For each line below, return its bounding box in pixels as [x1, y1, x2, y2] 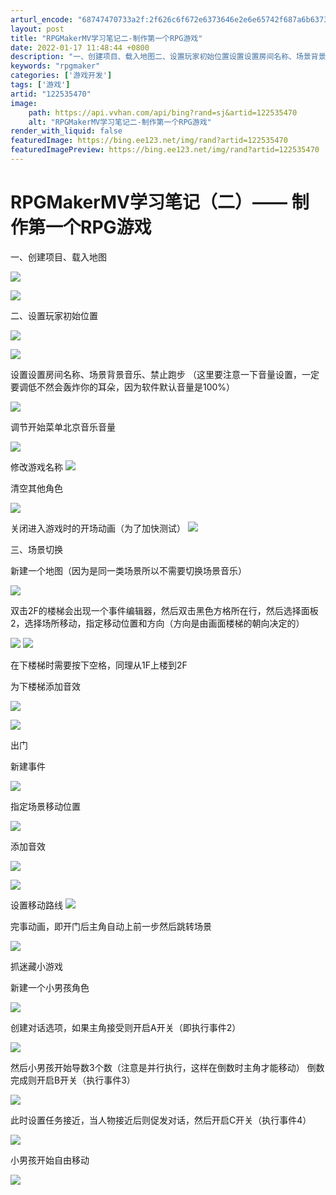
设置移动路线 [10, 899, 63, 911]
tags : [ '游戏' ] [10, 80, 71, 90]
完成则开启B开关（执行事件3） [10, 1074, 136, 1086]
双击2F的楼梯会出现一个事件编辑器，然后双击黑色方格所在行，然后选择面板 [10, 604, 319, 616]
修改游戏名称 [10, 461, 63, 473]
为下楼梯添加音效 [10, 680, 81, 692]
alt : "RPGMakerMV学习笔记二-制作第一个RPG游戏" [28, 117, 212, 127]
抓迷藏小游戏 [10, 960, 63, 972]
